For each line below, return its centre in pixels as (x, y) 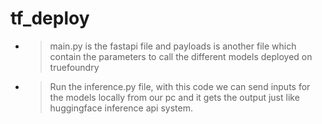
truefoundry (74, 67)
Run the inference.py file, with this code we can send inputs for (180, 86)
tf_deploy (50, 18)
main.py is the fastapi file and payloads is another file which (173, 46)
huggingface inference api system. (121, 108)
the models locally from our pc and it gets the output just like (174, 97)
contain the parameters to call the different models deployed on (181, 56)
